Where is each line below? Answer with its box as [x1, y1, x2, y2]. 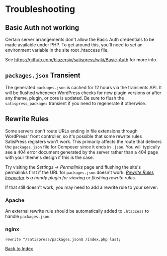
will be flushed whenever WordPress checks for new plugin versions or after [5, 90, 162, 96]
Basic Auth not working [5, 23, 80, 32]
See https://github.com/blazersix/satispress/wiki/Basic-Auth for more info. [5, 57, 158, 63]
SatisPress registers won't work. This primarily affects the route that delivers [5, 138, 162, 144]
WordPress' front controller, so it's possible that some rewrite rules [5, 133, 142, 139]
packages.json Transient [5, 71, 81, 80]
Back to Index [5, 246, 33, 252]
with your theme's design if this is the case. [5, 154, 94, 160]
